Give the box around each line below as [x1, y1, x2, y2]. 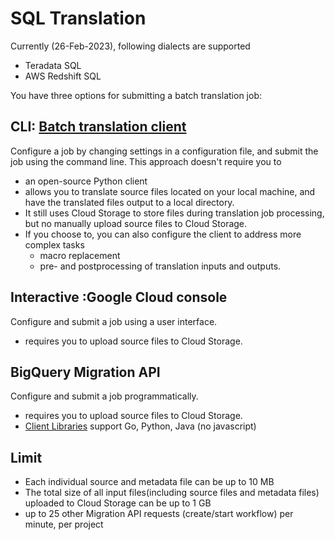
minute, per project [24, 518, 104, 531]
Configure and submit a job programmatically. [10, 390, 199, 402]
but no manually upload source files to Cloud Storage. [24, 217, 248, 229]
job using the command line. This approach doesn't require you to [10, 155, 282, 167]
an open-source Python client [24, 175, 148, 187]
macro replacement [39, 249, 121, 261]
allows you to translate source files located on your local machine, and [24, 185, 316, 197]
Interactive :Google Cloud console [10, 289, 228, 306]
